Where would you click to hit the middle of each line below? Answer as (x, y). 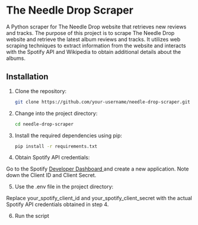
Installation (27, 77)
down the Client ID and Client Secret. (51, 175)
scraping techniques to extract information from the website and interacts (96, 46)
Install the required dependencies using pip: (68, 135)
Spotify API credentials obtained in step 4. (58, 204)
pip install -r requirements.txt (56, 146)
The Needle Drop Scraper (70, 10)
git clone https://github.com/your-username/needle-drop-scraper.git (103, 102)
